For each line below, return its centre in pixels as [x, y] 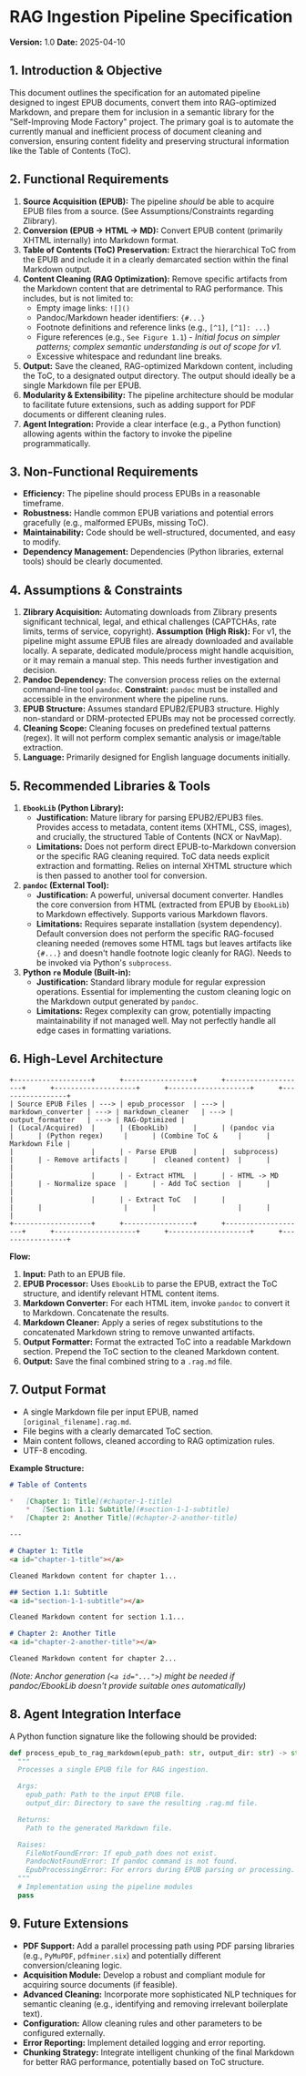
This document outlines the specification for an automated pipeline [135, 92]
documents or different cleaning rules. [94, 414]
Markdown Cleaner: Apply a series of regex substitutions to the [143, 1322]
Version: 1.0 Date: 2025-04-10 [67, 42]
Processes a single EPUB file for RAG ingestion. [113, 1770]
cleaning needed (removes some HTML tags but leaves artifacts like [164, 943]
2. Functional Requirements [89, 179]
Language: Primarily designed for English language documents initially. [156, 757]
